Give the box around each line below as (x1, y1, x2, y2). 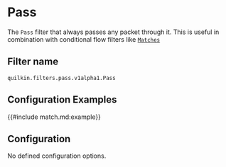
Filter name (7, 56, 59, 68)
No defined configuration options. (7, 151, 107, 160)
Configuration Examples (7, 93, 117, 106)
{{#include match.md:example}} (7, 113, 102, 121)
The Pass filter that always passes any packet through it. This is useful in (7, 28, 220, 36)
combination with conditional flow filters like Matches (7, 35, 161, 43)
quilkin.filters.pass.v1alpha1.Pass (7, 74, 116, 81)
